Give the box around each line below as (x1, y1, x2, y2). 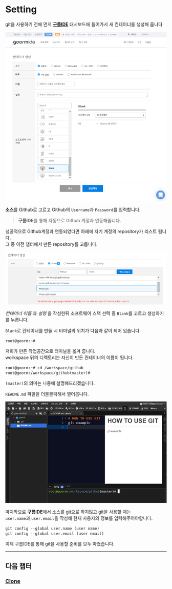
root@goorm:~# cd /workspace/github (5, 365, 83, 370)
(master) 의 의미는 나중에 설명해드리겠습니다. (5, 380, 95, 386)
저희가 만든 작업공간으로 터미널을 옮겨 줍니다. (5, 348, 96, 354)
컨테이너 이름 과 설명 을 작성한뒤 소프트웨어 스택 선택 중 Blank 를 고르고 (5, 310, 146, 316)
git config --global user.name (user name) (5, 526, 100, 531)
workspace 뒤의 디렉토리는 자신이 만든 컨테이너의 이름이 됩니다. (5, 354, 134, 361)
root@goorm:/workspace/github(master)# (5, 370, 91, 375)
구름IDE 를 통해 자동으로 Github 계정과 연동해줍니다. (17, 218, 121, 224)
